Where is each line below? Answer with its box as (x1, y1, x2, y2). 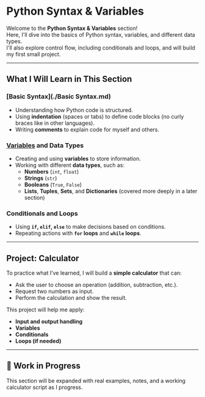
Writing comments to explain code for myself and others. (15, 125, 160, 133)
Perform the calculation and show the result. (15, 294, 127, 302)
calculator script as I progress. (6, 384, 83, 391)
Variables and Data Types (6, 141, 84, 149)
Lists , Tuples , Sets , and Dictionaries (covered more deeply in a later (24, 187, 198, 195)
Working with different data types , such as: (15, 161, 125, 169)
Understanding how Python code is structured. (15, 106, 133, 114)
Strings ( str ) (24, 174, 57, 182)
